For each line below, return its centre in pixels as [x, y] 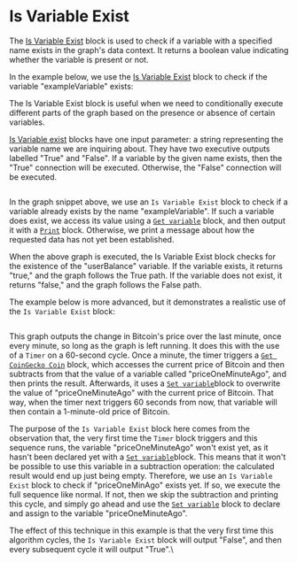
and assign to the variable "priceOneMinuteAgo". [98, 513]
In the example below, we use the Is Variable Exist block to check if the [138, 76]
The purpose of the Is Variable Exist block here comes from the [129, 428]
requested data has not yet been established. [92, 239]
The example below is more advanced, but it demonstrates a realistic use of [148, 302]
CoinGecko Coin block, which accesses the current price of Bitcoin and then [147, 364]
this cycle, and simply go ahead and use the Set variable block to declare [145, 504]
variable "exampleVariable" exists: [71, 86]
